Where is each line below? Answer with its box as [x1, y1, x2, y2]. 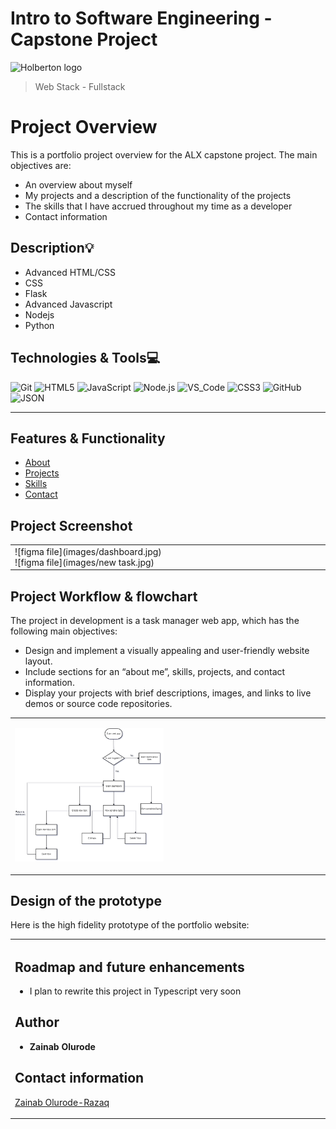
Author [14, 1014, 60, 1031]
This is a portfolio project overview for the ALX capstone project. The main [10, 148, 318, 161]
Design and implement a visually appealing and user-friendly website [24, 645, 310, 657]
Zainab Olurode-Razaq [14, 1096, 110, 1108]
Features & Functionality [10, 430, 166, 447]
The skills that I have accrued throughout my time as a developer [24, 200, 293, 212]
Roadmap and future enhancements [14, 958, 245, 976]
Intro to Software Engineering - [10, 7, 273, 30]
